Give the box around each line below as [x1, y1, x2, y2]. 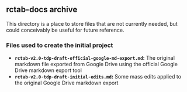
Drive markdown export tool [14, 67, 82, 74]
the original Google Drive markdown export [14, 79, 119, 87]
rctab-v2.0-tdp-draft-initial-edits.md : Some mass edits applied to [14, 73, 182, 80]
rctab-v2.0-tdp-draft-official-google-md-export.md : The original [14, 54, 175, 62]
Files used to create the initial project [6, 41, 113, 49]
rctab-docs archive [6, 5, 78, 15]
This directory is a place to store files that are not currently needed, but [6, 20, 178, 27]
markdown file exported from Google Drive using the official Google [14, 61, 178, 68]
